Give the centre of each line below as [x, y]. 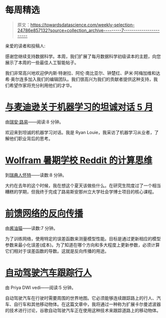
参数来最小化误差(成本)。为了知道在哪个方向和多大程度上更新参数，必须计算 [83, 245]
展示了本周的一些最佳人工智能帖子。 [42, 62]
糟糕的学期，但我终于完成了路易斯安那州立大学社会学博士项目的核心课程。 [81, 191]
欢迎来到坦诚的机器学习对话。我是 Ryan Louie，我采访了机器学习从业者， [80, 132]
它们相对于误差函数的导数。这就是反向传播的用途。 [57, 251]
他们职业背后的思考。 [31, 138]
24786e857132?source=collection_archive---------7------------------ [88, 30]
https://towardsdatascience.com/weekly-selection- [83, 25]
